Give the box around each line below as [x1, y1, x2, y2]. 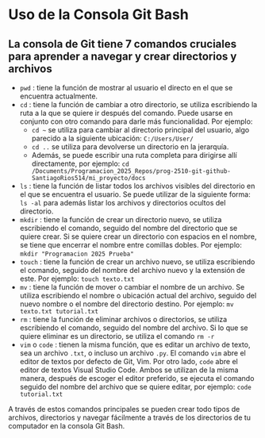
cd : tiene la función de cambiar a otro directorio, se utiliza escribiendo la [19, 100, 258, 109]
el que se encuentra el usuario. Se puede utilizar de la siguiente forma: [19, 190, 252, 199]
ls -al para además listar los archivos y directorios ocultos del [19, 198, 226, 207]
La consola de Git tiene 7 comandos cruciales [8, 37, 237, 51]
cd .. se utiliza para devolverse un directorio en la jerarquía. [31, 142, 229, 152]
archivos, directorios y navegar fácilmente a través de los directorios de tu [8, 413, 252, 422]
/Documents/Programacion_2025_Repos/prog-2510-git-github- [31, 167, 232, 175]
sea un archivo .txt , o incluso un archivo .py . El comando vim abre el [19, 348, 246, 358]
